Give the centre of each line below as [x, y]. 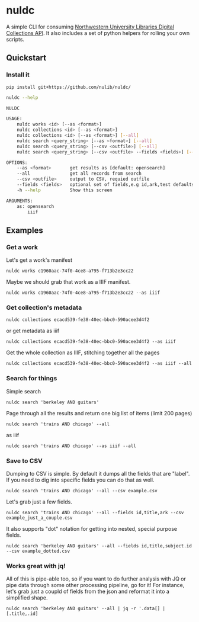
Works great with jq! [36, 566]
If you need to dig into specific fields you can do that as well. [80, 480]
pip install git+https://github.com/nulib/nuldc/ [69, 87]
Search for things [32, 379]
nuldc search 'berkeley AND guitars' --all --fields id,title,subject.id [99, 546]
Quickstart [26, 58]
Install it [18, 75]
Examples [25, 230]
